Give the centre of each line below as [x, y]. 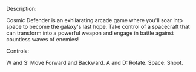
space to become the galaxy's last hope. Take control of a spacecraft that [98, 27]
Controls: [18, 51]
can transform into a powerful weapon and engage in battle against [90, 33]
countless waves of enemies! [43, 39]
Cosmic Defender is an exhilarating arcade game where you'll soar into [95, 20]
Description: [21, 9]
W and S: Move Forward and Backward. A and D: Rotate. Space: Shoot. [95, 63]
